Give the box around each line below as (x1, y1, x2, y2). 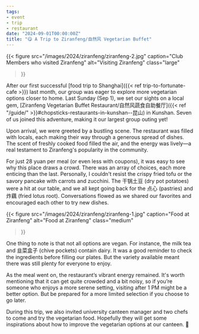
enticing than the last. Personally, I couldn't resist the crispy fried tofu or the (6, 171, 192, 177)
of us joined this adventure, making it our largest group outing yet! (6, 116, 168, 122)
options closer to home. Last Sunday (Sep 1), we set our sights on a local (6, 94, 184, 102)
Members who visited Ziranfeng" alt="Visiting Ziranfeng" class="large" (6, 59, 180, 66)
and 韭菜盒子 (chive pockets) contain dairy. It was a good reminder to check (6, 247, 192, 254)
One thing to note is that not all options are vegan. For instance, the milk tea (6, 240, 191, 247)
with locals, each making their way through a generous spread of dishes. (6, 134, 184, 140)
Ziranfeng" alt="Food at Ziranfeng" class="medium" (6, 217, 134, 223)
